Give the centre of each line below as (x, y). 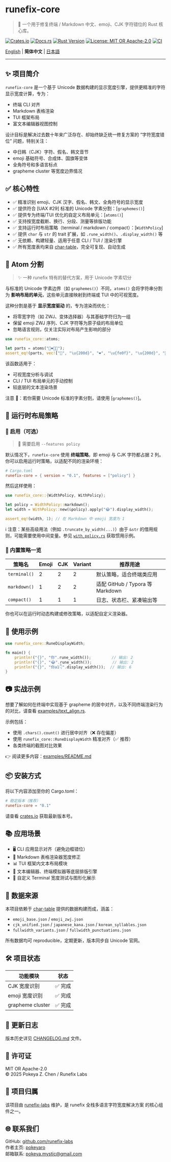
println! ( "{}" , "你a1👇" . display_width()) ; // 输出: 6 (73, 667)
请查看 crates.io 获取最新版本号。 (40, 816)
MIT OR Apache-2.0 (26, 1068)
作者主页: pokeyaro (25, 1148)
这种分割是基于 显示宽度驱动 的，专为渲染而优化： (58, 306)
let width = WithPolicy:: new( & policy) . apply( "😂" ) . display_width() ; (79, 510)
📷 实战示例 (23, 689)
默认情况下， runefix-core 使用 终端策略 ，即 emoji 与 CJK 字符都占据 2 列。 (84, 454)
